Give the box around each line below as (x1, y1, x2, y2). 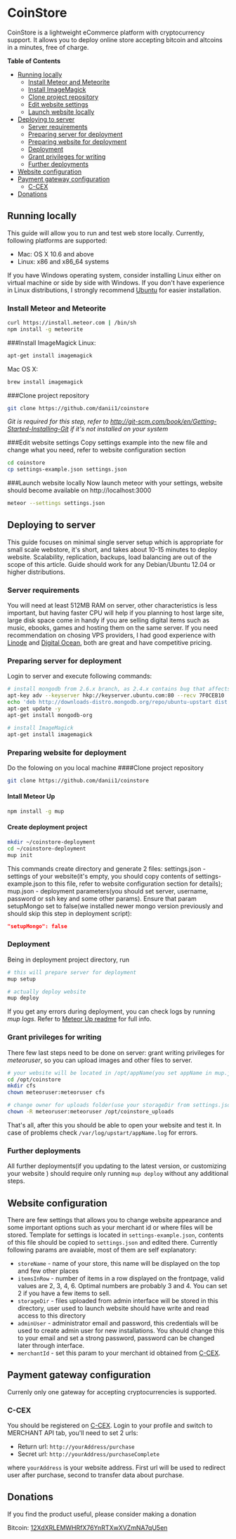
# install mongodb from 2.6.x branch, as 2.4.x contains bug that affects (7, 686, 231, 693)
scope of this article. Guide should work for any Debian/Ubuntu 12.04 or (7, 560, 216, 568)
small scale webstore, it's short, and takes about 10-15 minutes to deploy (7, 545, 218, 554)
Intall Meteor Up (7, 792, 55, 801)
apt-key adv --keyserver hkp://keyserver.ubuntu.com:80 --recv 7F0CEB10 (7, 692, 225, 700)
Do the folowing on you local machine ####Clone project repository (7, 764, 204, 772)
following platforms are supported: (7, 236, 107, 244)
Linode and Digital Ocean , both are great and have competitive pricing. (7, 638, 212, 647)
